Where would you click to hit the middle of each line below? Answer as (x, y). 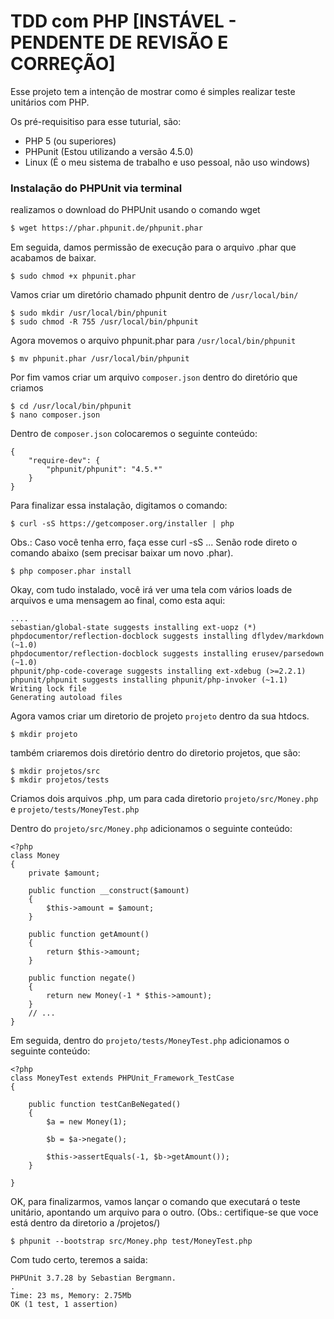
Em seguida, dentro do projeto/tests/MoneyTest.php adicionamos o (150, 1041)
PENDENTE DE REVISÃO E (119, 42)
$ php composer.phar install (71, 571)
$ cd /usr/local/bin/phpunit (71, 406)
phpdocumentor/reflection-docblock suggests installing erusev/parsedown (167, 654)
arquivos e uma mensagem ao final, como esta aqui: (118, 601)
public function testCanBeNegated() (105, 1105)
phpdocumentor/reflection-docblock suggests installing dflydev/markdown (167, 636)
